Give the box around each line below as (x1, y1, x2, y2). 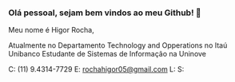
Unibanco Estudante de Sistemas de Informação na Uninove (8, 49, 206, 59)
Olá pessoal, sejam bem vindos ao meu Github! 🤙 (8, 7, 201, 18)
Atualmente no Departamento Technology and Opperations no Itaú (8, 41, 228, 50)
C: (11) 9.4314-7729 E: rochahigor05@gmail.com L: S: (8, 64, 185, 74)
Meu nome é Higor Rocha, (8, 25, 94, 35)
